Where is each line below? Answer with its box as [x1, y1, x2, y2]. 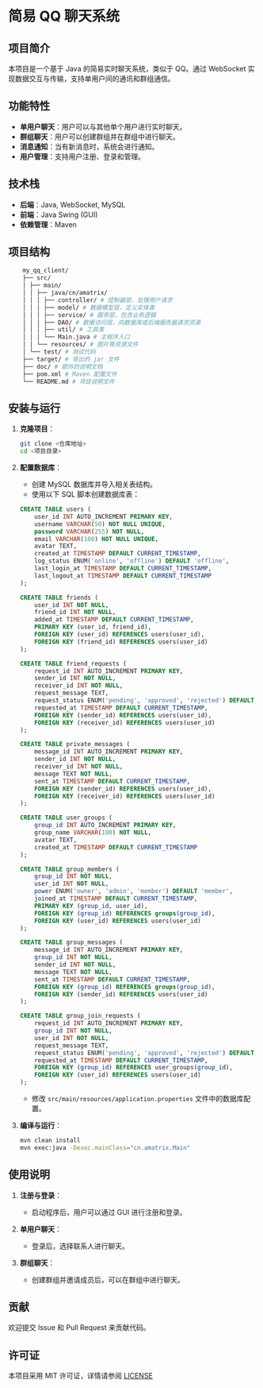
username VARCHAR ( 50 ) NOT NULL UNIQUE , [34, 520, 166, 528]
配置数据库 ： [19, 462, 62, 472]
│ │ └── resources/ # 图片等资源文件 [22, 341, 139, 349]
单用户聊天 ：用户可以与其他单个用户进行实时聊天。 [19, 122, 187, 131]
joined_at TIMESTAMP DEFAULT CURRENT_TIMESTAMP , [34, 895, 198, 903]
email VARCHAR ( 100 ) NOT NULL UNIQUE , [34, 535, 159, 543]
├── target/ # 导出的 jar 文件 [22, 355, 120, 363]
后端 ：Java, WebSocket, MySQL [19, 199, 126, 209]
